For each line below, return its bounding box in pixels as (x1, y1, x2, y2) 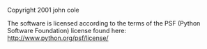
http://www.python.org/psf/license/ (7, 34, 109, 42)
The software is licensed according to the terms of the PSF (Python (7, 19, 201, 27)
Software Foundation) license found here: (7, 27, 127, 35)
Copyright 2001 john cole (7, 6, 80, 14)
